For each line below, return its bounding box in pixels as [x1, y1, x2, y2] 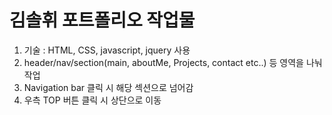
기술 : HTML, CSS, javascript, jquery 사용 [23, 44, 191, 56]
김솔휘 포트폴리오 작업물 [9, 9, 196, 32]
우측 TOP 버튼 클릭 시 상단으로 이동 [23, 94, 162, 106]
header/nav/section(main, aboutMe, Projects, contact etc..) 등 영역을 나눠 [23, 56, 323, 68]
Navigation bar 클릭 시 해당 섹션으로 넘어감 [23, 81, 194, 93]
